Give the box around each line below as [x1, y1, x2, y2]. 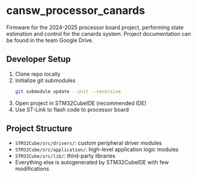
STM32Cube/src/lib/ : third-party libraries [15, 152, 116, 159]
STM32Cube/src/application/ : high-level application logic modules [15, 146, 179, 153]
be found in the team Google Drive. [6, 36, 94, 44]
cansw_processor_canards [6, 4, 145, 18]
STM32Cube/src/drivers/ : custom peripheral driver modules [15, 139, 162, 147]
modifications [15, 165, 50, 173]
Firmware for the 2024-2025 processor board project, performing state [6, 24, 184, 31]
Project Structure [6, 124, 73, 134]
